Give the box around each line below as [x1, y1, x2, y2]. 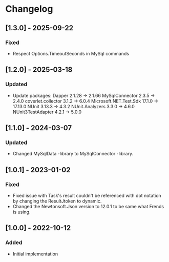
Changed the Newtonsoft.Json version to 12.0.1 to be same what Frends [12, 203, 164, 209]
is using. [12, 209, 31, 215]
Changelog [5, 3, 53, 15]
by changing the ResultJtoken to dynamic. [12, 198, 102, 204]
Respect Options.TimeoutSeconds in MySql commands [12, 50, 130, 56]
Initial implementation [12, 251, 58, 257]
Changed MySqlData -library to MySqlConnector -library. [12, 151, 134, 157]
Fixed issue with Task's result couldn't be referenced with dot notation [12, 192, 161, 198]
